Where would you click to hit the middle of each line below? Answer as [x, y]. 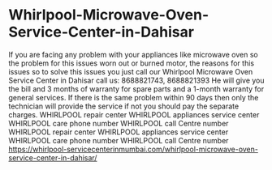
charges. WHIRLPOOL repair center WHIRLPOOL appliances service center [134, 114]
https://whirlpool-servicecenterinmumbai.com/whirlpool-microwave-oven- [133, 149]
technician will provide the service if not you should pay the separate [124, 106]
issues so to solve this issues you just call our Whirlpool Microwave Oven [131, 71]
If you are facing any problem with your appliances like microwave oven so [133, 54]
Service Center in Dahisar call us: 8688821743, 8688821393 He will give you [137, 80]
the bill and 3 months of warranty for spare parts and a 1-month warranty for [136, 89]
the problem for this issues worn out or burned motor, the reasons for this [131, 63]
